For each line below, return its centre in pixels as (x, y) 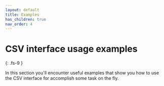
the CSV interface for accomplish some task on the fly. (62, 78)
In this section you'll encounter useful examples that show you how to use (82, 73)
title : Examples (22, 15)
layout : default (22, 10)
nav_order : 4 (19, 24)
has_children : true (26, 19)
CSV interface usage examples (71, 49)
